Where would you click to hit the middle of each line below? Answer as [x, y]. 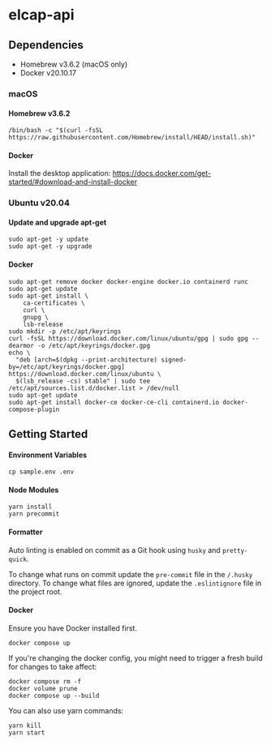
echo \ [19, 353]
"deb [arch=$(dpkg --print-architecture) [87, 360]
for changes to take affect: [53, 666]
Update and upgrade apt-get [58, 222]
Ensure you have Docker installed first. [73, 628]
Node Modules [34, 490]
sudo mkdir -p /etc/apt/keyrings [65, 331]
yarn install [30, 507]
